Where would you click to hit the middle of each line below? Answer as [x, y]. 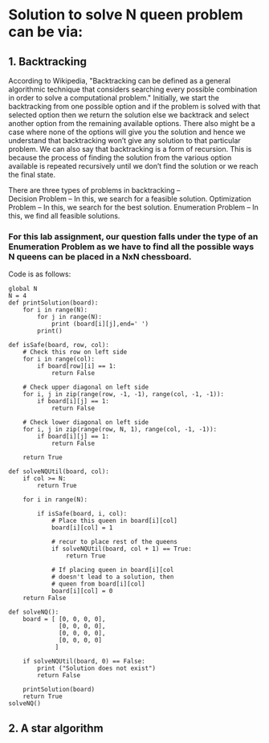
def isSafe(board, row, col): [59, 345]
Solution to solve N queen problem [126, 15]
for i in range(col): [59, 359]
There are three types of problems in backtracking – [94, 190]
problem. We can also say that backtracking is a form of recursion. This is [130, 149]
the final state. [32, 175]
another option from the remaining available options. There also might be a [132, 123]
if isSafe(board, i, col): [82, 514]
